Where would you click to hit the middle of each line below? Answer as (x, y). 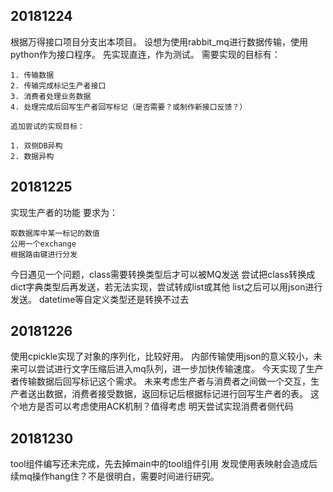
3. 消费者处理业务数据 (51, 96)
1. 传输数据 (32, 75)
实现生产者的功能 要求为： (64, 212)
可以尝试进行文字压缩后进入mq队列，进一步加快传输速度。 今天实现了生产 (171, 369)
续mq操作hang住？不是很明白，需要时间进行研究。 (115, 476)
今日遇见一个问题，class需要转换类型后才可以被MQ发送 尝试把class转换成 (163, 274)
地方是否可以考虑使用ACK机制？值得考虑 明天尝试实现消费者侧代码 (156, 406)
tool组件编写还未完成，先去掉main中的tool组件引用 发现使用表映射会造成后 (164, 464)
